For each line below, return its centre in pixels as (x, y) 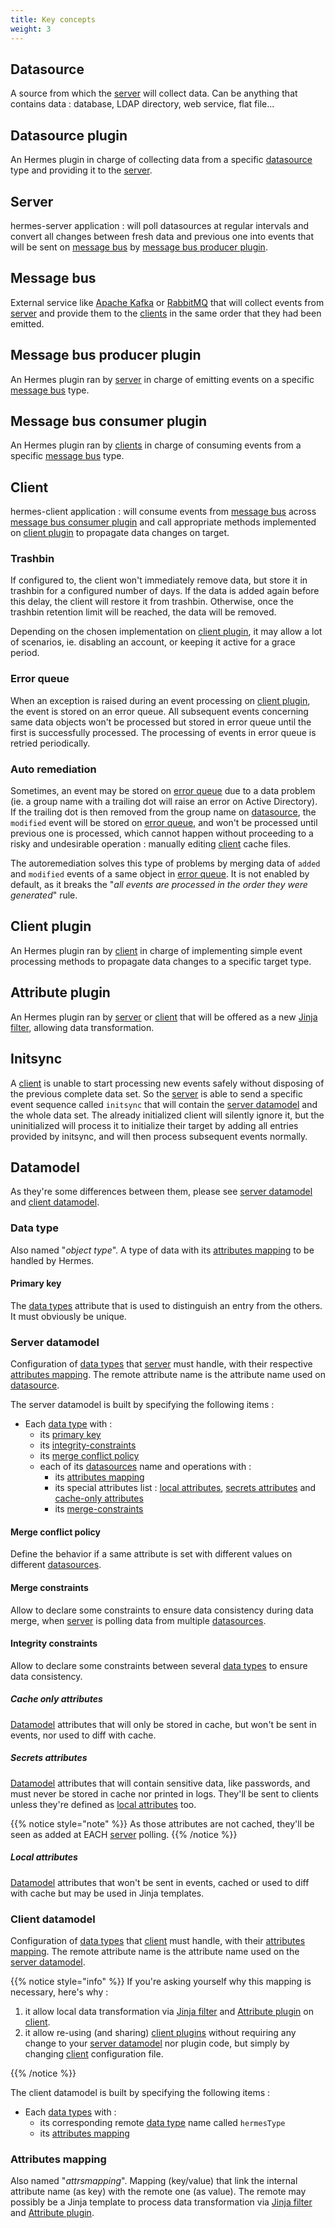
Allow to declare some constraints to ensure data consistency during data (162, 1610)
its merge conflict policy (89, 1456)
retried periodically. (50, 743)
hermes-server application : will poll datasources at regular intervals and (160, 225)
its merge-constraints (99, 1509)
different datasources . (56, 1565)
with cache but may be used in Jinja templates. (107, 1893)
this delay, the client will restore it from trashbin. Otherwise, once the (152, 602)
